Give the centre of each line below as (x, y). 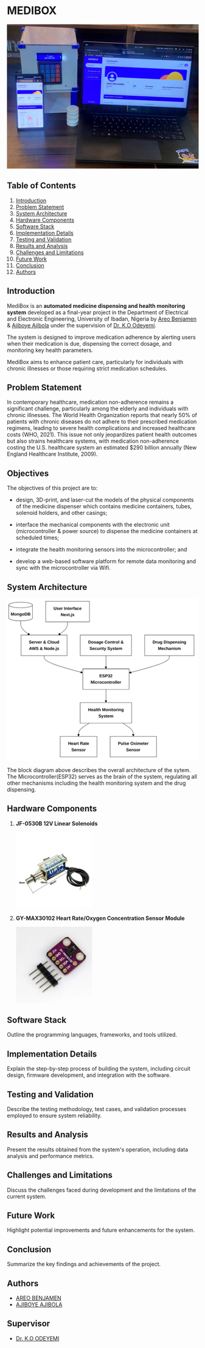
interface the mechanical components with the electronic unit (92, 525)
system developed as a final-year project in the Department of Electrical (98, 312)
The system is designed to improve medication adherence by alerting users (102, 337)
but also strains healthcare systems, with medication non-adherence (93, 441)
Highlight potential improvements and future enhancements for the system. (101, 1230)
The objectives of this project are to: (52, 488)
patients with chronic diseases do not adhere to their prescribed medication (102, 421)
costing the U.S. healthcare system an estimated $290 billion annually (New (102, 448)
